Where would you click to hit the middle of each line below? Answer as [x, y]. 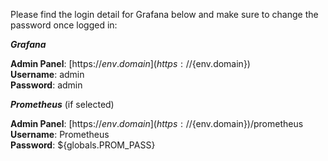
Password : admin [46, 85]
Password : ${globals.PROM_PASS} [83, 145]
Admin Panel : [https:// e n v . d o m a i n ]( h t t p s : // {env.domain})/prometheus [157, 123]
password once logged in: [64, 25]
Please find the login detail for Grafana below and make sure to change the [164, 14]
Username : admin [47, 74]
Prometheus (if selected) [62, 104]
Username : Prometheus [60, 134]
